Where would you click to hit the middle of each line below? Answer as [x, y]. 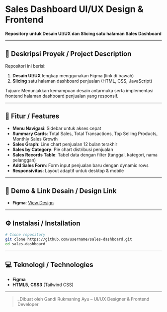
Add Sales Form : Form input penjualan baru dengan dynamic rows [81, 165]
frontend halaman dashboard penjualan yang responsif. [62, 96]
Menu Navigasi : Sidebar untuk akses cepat [57, 128]
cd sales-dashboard [25, 244]
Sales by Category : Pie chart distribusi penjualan [63, 149]
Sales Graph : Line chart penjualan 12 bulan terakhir [65, 144]
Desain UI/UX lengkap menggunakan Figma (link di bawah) [73, 75]
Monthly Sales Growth [35, 139]
